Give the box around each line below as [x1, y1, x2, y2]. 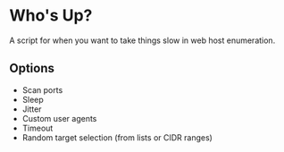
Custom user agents [21, 113, 97, 123]
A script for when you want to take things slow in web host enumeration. [9, 35, 276, 46]
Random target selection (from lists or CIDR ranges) [21, 131, 213, 143]
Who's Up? [9, 5, 93, 26]
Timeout [21, 122, 54, 133]
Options [9, 61, 55, 76]
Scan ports [21, 84, 63, 95]
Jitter [21, 104, 42, 114]
